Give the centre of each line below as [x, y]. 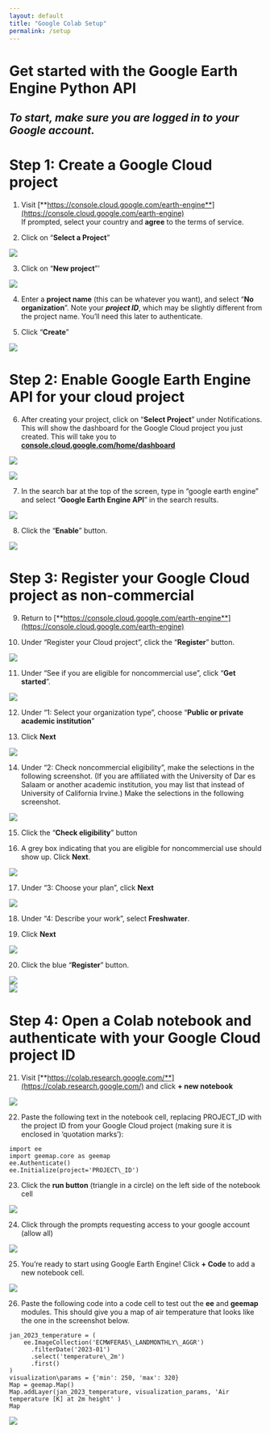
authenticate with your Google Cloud [135, 1037]
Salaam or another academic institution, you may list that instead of [133, 784]
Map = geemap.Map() [42, 1385]
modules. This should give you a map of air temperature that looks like [137, 1312]
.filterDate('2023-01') [71, 1349]
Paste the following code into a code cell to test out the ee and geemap [139, 1303]
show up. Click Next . [56, 857]
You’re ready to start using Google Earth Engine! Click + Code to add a [138, 1264]
